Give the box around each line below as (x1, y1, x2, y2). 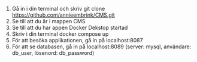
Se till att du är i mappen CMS (11, 18, 86, 24)
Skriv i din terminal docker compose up (11, 30, 109, 38)
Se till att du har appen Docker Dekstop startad (11, 24, 128, 31)
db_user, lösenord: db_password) (11, 49, 95, 56)
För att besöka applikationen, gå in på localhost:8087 (11, 37, 143, 44)
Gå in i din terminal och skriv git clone (11, 5, 105, 12)
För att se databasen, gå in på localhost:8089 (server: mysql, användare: (11, 43, 192, 50)
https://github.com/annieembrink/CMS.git (11, 11, 115, 18)
